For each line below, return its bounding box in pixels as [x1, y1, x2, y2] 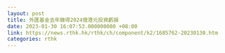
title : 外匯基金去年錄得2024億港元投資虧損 [7, 17, 119, 23]
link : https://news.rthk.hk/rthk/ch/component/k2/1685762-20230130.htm [7, 29, 218, 36]
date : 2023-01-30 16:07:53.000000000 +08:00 [7, 23, 138, 30]
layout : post [7, 10, 45, 17]
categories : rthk [7, 36, 57, 43]
